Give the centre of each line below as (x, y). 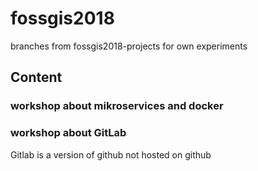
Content (36, 77)
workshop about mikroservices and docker (117, 106)
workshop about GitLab (68, 133)
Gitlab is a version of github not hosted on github (111, 154)
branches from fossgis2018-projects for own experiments (129, 46)
